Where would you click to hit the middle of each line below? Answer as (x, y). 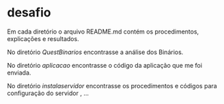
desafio (29, 13)
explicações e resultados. (43, 38)
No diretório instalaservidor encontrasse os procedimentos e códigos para (112, 86)
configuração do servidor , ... (48, 93)
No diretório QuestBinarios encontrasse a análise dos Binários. (95, 52)
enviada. (19, 73)
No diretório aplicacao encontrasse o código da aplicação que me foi (105, 65)
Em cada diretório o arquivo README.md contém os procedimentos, (103, 31)
